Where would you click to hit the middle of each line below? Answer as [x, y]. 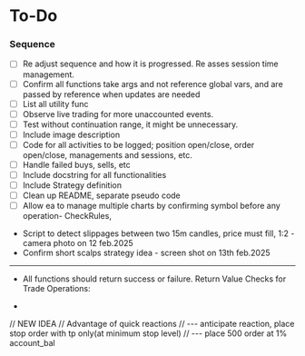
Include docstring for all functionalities [94, 174]
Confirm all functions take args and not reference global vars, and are [152, 84]
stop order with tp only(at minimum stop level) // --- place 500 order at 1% [148, 333]
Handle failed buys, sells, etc [77, 164]
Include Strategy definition [72, 185]
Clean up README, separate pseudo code [102, 195]
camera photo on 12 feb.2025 [78, 243]
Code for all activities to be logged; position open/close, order [138, 144]
